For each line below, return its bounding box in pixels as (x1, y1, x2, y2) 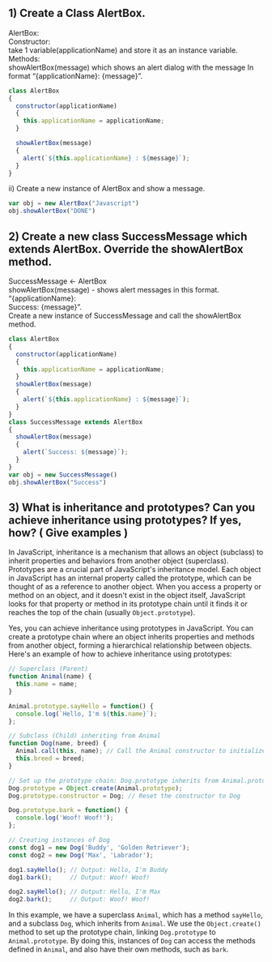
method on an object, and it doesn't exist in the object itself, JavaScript (8, 591, 245, 601)
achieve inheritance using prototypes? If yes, (8, 513, 242, 527)
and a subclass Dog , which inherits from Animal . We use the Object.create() (8, 919, 261, 929)
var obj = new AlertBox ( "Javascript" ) (8, 199, 139, 207)
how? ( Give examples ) (8, 526, 128, 540)
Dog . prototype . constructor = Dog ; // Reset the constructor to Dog (8, 792, 241, 800)
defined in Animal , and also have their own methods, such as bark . (8, 944, 229, 955)
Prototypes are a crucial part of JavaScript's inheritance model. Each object (8, 565, 261, 575)
